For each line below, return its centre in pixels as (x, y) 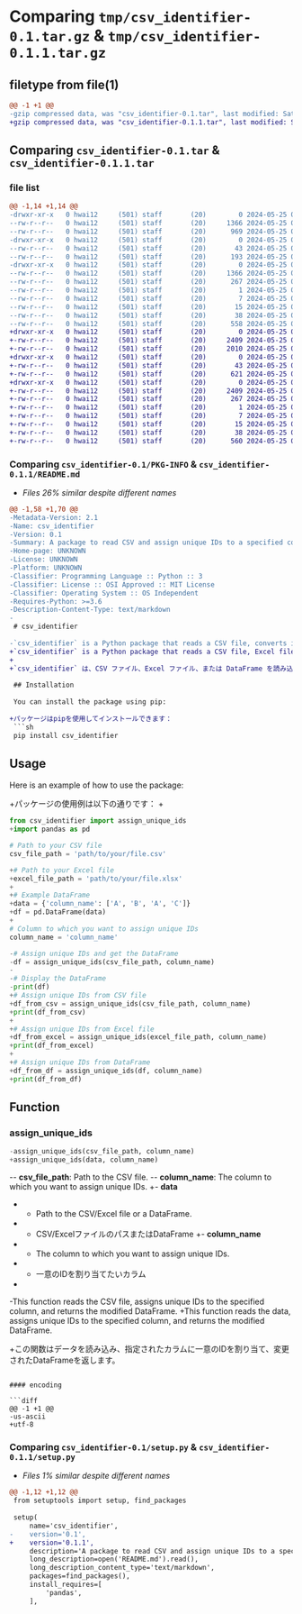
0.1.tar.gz (50, 37)
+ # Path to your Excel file (62, 870)
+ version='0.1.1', (52, 1543)
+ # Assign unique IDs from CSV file (78, 996)
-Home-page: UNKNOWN (48, 552)
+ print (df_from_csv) (48, 1012)
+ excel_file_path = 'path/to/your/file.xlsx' (96, 879)
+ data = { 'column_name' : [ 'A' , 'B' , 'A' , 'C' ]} (100, 904)
